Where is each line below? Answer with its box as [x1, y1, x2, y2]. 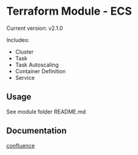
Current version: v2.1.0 [6, 24, 63, 32]
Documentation [6, 126, 67, 136]
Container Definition [15, 67, 66, 74]
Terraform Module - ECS [6, 4, 133, 18]
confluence [6, 142, 35, 149]
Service [15, 74, 35, 81]
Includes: [6, 36, 29, 43]
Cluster [15, 48, 34, 56]
